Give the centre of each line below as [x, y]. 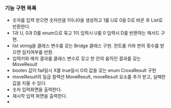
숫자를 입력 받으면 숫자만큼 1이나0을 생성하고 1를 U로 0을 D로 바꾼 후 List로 [87, 20]
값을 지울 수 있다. [29, 83]
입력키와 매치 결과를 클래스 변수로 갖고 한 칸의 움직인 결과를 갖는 [77, 59]
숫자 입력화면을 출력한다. [37, 90]
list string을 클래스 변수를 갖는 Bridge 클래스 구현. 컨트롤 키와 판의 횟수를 [85, 46]
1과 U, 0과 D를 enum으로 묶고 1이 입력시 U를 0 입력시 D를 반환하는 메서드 [86, 33]
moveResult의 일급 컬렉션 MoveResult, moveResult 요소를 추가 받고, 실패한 [89, 77]
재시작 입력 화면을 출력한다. [40, 96]
